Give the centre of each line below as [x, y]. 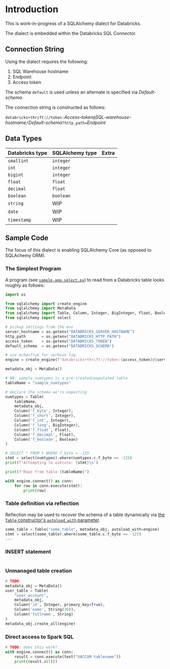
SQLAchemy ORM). [26, 256]
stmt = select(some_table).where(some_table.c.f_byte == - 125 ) [73, 534]
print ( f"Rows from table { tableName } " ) [47, 472]
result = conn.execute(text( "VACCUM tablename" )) [68, 657]
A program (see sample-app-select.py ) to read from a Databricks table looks [85, 280]
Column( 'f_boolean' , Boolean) [46, 439]
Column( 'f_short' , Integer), [45, 416]
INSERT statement [28, 552]
